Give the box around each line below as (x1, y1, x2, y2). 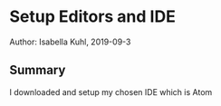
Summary (9, 63, 66, 78)
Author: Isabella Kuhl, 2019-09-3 (9, 36, 131, 47)
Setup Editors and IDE (9, 6, 177, 27)
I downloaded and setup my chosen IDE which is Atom (9, 86, 213, 97)
